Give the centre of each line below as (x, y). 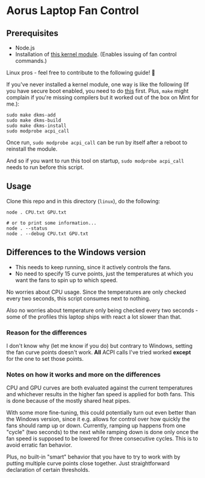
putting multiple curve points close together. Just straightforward (88, 463)
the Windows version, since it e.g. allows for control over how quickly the (98, 419)
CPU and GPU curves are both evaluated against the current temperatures (100, 388)
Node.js (25, 48)
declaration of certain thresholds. (48, 470)
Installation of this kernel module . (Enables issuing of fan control (96, 54)
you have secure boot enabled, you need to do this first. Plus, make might (98, 91)
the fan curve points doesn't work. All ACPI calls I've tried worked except (99, 352)
